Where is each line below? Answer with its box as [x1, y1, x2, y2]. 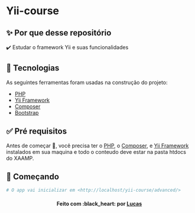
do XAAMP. [6, 154, 34, 162]
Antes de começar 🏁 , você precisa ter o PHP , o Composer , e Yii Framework [6, 142, 189, 149]
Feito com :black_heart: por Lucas [56, 200, 142, 207]
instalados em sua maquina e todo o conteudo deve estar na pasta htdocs [6, 148, 186, 155]
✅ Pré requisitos [6, 126, 67, 137]
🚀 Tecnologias [6, 63, 60, 73]
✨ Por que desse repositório [6, 28, 112, 38]
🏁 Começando [6, 172, 59, 182]
